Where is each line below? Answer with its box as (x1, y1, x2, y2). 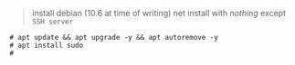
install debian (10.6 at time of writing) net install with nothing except (31, 8, 286, 18)
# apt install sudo (9, 41, 84, 50)
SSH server (31, 17, 74, 26)
